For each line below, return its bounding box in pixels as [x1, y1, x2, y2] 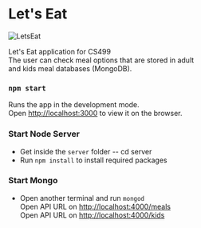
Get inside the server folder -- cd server [19, 146, 152, 156]
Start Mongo [8, 175, 58, 186]
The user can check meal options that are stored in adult [8, 55, 195, 65]
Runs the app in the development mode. [8, 100, 140, 110]
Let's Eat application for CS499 [8, 46, 112, 56]
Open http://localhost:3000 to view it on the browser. [8, 109, 183, 118]
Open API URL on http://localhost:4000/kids [19, 210, 165, 220]
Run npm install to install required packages [19, 155, 167, 165]
